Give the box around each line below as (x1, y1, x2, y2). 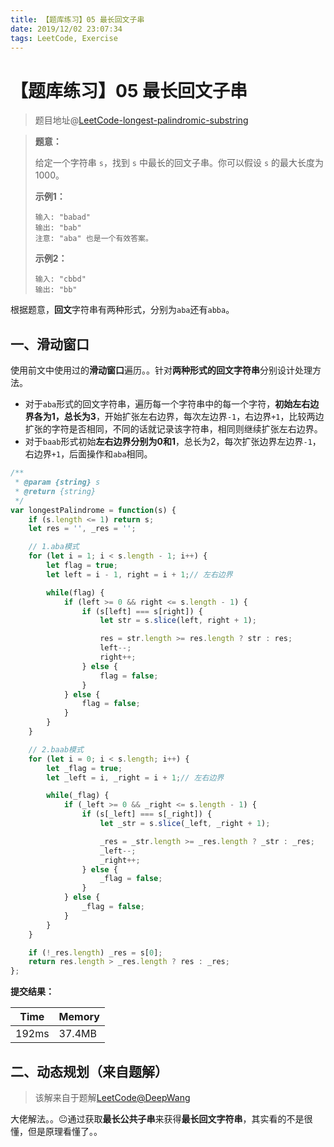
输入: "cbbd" (34, 274, 87, 285)
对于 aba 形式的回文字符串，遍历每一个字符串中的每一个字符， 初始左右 (24, 398, 311, 410)
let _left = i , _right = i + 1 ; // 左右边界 (46, 772, 225, 783)
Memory (58, 1010, 100, 1024)
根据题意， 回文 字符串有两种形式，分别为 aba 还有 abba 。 (10, 304, 235, 316)
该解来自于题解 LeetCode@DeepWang (34, 1091, 191, 1103)
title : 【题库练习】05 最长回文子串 (10, 14, 145, 25)
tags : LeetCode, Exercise (10, 33, 118, 43)
